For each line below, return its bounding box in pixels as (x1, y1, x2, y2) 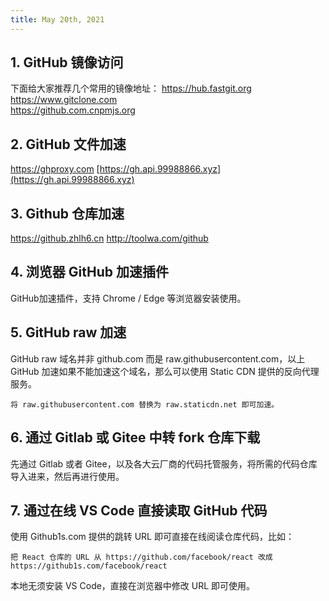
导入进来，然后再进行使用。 (10, 470, 125, 482)
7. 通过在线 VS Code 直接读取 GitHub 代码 (10, 502, 268, 519)
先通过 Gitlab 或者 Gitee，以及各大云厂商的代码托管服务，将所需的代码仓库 (10, 457, 318, 470)
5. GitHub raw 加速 (10, 324, 127, 341)
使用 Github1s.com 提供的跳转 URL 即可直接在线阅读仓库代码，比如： (10, 531, 295, 543)
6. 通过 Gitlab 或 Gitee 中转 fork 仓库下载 (10, 429, 261, 446)
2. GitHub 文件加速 (10, 136, 127, 153)
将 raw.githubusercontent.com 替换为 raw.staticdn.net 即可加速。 (10, 399, 280, 410)
